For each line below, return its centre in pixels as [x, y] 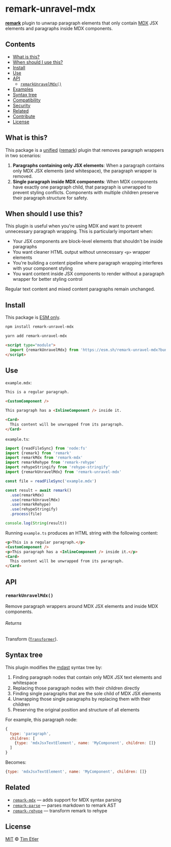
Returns [13, 623]
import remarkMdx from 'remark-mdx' [44, 458]
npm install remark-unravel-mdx [39, 327]
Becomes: [16, 762]
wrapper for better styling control [48, 279]
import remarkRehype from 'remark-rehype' [51, 462]
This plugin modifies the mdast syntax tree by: [54, 667]
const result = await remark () [38, 490]
